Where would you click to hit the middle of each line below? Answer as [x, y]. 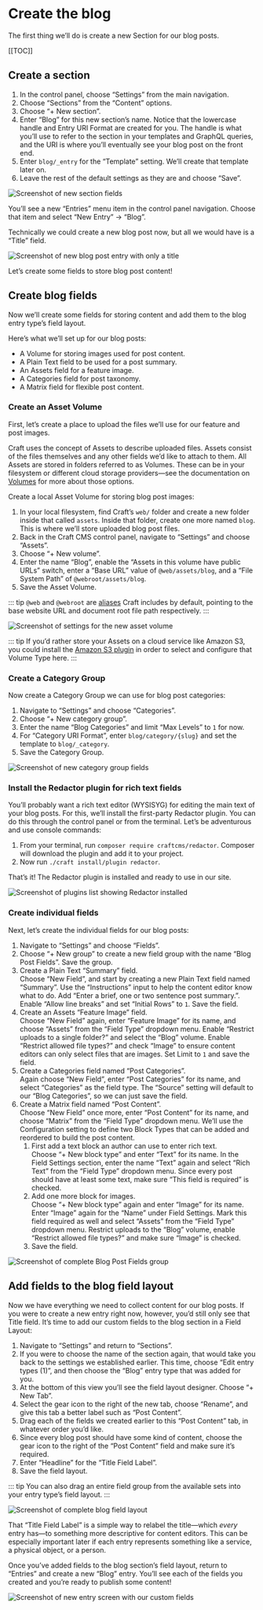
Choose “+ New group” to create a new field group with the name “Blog [135, 953]
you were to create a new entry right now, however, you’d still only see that [129, 1313]
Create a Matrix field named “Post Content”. [90, 1104]
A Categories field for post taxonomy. [80, 378]
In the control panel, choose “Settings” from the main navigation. [124, 94]
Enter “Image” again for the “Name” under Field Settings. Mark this [139, 1213]
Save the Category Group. [62, 753]
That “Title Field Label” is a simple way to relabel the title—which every [123, 1525]
